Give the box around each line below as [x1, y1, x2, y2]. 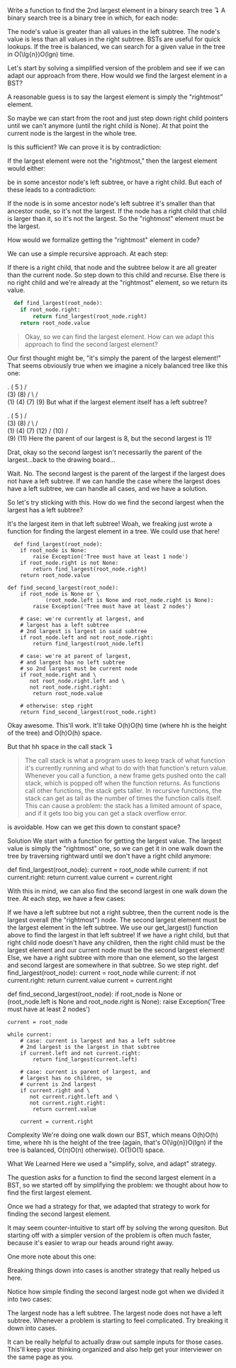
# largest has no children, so [20, 1075, 113, 1082]
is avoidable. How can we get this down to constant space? [7, 822, 181, 831]
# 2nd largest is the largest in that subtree [20, 1043, 160, 1050]
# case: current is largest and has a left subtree [20, 1037, 176, 1044]
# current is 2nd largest [20, 1080, 97, 1088]
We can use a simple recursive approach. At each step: [7, 249, 169, 258]
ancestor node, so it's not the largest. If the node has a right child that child [7, 207, 227, 215]
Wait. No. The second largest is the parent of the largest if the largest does [7, 469, 225, 478]
